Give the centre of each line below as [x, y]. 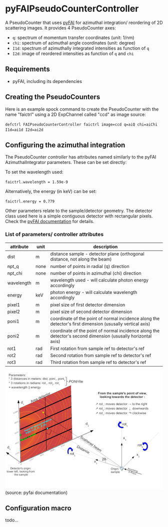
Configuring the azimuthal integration [65, 145]
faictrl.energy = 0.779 [30, 201]
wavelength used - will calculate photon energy [99, 280]
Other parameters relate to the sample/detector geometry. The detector [79, 211]
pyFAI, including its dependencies [47, 81]
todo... [12, 520]
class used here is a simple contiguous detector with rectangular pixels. [79, 216]
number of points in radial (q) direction [90, 266]
